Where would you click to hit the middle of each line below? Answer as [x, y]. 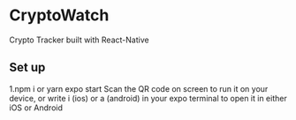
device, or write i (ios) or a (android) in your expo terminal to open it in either [148, 98]
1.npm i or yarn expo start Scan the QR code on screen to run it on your [139, 88]
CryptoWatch [59, 15]
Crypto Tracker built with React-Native [79, 40]
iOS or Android [36, 108]
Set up [27, 67]
